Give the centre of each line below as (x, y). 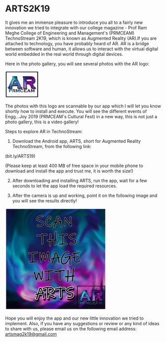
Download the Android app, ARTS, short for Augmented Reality (77, 141)
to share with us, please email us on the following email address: (71, 329)
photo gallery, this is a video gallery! (42, 122)
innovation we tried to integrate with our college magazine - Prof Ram (76, 27)
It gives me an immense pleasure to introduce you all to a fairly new (74, 22)
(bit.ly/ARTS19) (20, 156)
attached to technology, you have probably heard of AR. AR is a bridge (77, 43)
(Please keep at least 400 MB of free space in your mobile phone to (74, 166)
